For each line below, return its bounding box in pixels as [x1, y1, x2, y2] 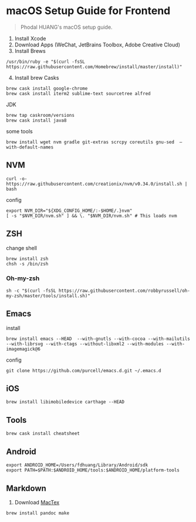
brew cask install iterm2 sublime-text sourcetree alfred [6, 90, 151, 96]
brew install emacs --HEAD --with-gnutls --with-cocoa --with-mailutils [6, 336, 191, 342]
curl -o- [6, 176, 28, 181]
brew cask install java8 [6, 117, 67, 123]
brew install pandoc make [6, 510, 69, 516]
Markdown [6, 483, 47, 493]
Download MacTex [14, 499, 60, 506]
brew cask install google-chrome [6, 85, 88, 92]
